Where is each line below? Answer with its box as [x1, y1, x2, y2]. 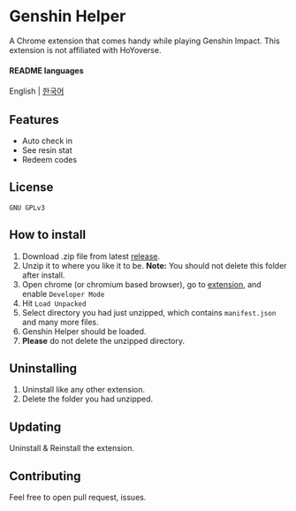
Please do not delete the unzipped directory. [21, 335, 186, 346]
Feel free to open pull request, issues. [9, 492, 147, 503]
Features [9, 112, 59, 127]
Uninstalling [9, 361, 78, 376]
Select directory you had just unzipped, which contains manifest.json [21, 307, 277, 317]
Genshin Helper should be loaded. [21, 325, 147, 337]
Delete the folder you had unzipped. [21, 393, 154, 404]
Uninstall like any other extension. [21, 385, 146, 395]
